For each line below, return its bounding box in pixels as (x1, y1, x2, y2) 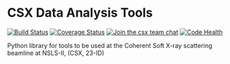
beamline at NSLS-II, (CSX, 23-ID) (7, 49, 105, 57)
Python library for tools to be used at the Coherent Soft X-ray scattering (7, 41, 213, 49)
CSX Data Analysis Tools (7, 5, 153, 21)
